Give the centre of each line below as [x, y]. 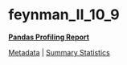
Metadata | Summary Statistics [59, 52]
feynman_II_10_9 [64, 15]
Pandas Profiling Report [49, 37]
